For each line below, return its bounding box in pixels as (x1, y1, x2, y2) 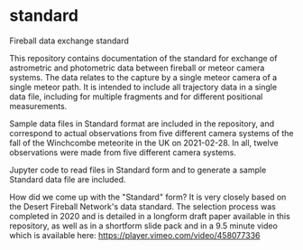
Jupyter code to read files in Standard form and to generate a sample (9, 164, 267, 175)
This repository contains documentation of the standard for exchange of (9, 52, 278, 63)
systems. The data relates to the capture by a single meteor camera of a (9, 71, 278, 82)
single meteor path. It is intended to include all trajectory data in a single (9, 81, 278, 92)
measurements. (9, 100, 68, 111)
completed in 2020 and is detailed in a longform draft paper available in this (9, 210, 290, 221)
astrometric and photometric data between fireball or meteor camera (9, 62, 265, 73)
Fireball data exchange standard (9, 35, 129, 46)
